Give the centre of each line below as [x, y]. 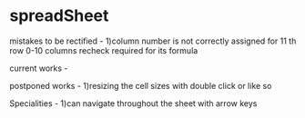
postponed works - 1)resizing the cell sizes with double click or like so [141, 85]
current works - [39, 68]
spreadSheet [59, 16]
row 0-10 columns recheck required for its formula [104, 50]
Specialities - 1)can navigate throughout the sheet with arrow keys [133, 103]
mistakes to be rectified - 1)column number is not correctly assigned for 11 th [153, 41]
